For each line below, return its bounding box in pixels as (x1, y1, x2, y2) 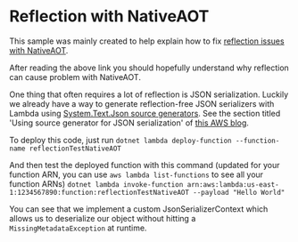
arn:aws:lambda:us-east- (186, 180, 279, 189)
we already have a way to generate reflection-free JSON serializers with (9, 98, 275, 109)
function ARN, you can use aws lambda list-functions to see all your (9, 169, 264, 180)
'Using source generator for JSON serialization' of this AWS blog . (9, 117, 250, 128)
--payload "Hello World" (193, 188, 286, 197)
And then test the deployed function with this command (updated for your (9, 159, 280, 170)
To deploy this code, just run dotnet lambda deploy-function (9, 134, 232, 145)
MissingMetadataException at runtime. (9, 222, 147, 233)
